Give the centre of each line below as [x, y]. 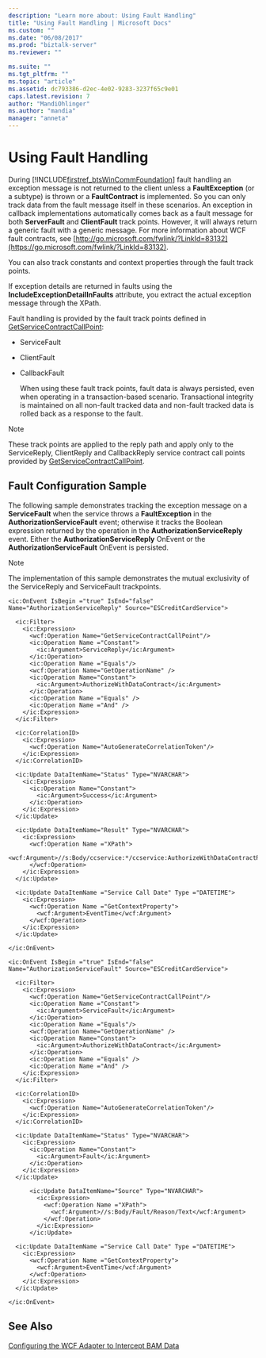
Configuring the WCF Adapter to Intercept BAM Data [94, 1345]
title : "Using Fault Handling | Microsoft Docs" [90, 23]
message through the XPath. [55, 303]
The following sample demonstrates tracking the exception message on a [128, 505]
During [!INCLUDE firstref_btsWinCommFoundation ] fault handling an [120, 179]
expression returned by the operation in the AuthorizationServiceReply [125, 530]
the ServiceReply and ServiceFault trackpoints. [85, 586]
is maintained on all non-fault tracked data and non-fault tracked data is [137, 405]
